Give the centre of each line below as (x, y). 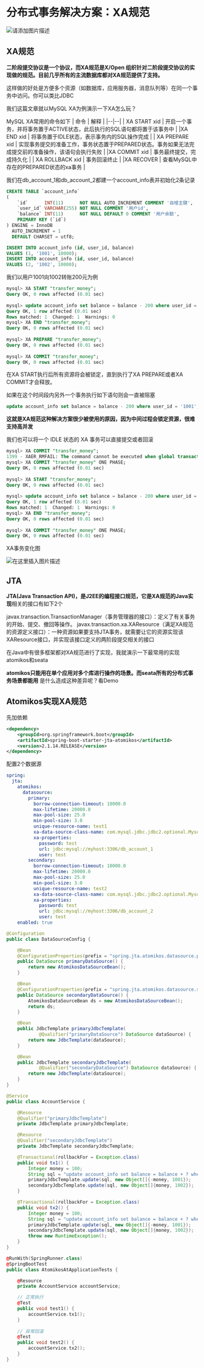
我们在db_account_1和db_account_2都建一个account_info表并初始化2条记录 (101, 180)
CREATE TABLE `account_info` (43, 191)
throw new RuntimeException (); (68, 1236)
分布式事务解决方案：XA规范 (78, 12)
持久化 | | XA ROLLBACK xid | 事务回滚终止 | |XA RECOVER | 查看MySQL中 (104, 159)
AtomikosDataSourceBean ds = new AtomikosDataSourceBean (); (106, 1001)
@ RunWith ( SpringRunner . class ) (45, 1258)
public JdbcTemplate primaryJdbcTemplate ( (72, 1029)
